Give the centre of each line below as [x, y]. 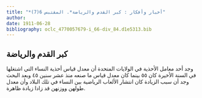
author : [16, 18]
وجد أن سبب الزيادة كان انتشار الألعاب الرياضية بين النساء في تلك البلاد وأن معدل [98, 82]
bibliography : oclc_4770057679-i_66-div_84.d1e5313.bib [79, 29]
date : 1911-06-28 [28, 23]
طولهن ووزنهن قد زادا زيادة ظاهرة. [46, 88]
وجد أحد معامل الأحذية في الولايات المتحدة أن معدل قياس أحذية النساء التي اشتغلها [100, 69]
